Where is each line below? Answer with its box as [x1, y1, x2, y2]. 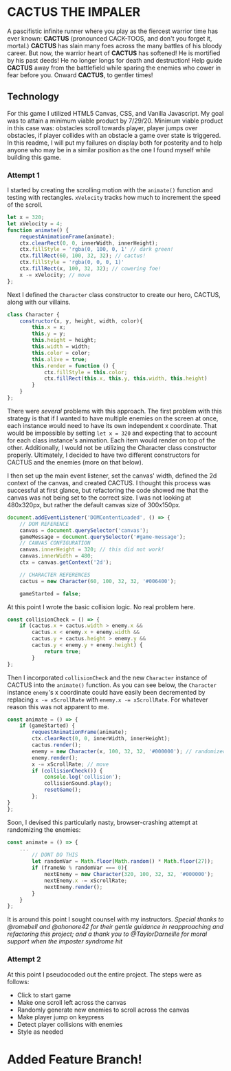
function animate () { [7, 227, 69, 234]
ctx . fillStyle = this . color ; [43, 369, 128, 376]
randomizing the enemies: [7, 825, 81, 834]
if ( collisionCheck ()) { [32, 767, 103, 774]
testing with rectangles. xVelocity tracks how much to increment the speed [7, 194, 221, 202]
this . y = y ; [32, 330, 67, 338]
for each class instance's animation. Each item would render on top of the [7, 436, 216, 445]
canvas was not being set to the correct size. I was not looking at [7, 493, 191, 502]
